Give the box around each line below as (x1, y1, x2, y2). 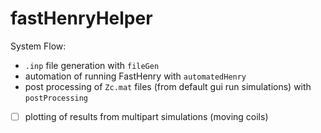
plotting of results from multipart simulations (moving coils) (24, 110, 269, 122)
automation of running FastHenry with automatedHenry (24, 70, 247, 82)
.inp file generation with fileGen (24, 59, 160, 71)
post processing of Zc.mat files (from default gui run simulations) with (24, 80, 312, 92)
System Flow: (10, 40, 67, 52)
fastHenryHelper (10, 7, 153, 30)
